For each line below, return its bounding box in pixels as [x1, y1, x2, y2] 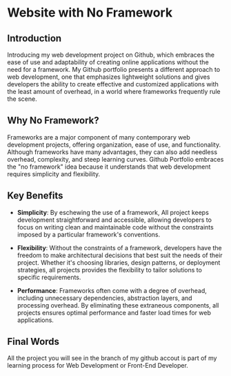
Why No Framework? [7, 115, 99, 126]
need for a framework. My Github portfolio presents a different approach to [7, 66, 221, 73]
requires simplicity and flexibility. [7, 169, 101, 178]
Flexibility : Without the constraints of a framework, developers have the [17, 243, 222, 252]
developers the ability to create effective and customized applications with [7, 80, 219, 88]
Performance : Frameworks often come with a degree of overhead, [17, 286, 207, 294]
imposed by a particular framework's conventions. [17, 230, 161, 238]
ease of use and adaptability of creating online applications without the [7, 58, 209, 66]
